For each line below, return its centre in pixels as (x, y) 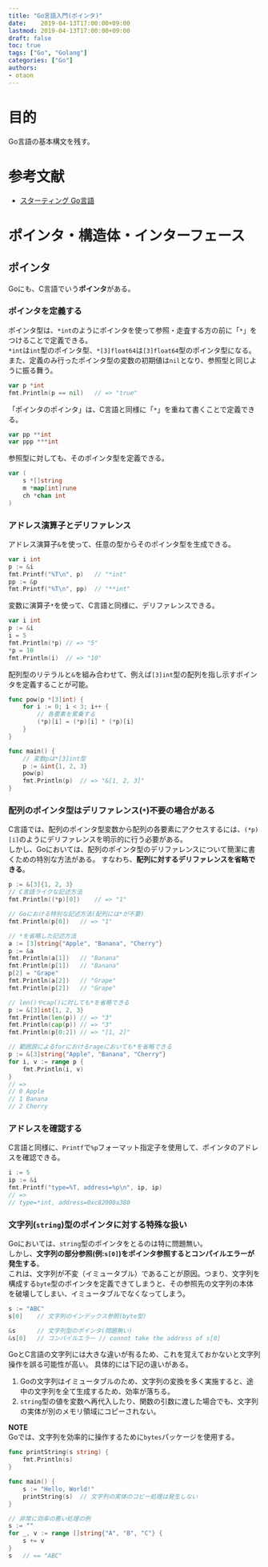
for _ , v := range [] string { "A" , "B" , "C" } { (86, 1533)
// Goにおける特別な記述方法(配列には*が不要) (76, 915)
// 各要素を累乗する (66, 714)
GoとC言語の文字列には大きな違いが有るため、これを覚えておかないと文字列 (134, 1355)
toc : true (25, 46)
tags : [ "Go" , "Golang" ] (48, 53)
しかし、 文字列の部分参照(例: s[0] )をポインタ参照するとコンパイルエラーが (131, 1253)
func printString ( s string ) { (59, 1452)
